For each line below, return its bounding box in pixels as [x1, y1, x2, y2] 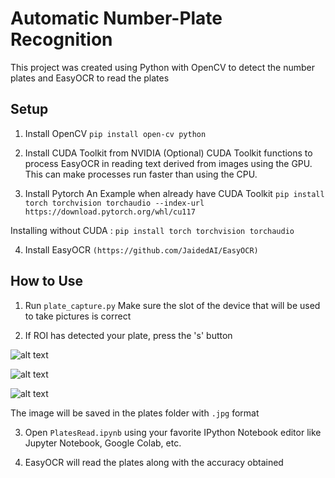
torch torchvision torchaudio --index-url [24, 198, 205, 208]
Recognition [10, 28, 113, 51]
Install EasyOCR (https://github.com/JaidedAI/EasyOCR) [24, 243, 259, 256]
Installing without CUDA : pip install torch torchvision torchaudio [10, 224, 295, 236]
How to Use [10, 273, 84, 290]
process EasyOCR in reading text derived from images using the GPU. [24, 157, 313, 169]
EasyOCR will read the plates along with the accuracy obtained [24, 456, 284, 468]
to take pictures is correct [24, 310, 132, 322]
